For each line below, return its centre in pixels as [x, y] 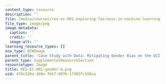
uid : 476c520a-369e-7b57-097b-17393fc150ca [51, 74]
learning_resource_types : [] [35, 46]
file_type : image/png [27, 23]
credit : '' [21, 38]
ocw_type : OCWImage [25, 51]
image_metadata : [22, 28]
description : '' [22, 14]
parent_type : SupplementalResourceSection [49, 60]
